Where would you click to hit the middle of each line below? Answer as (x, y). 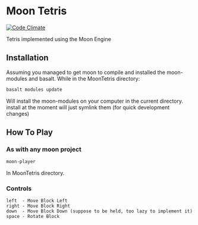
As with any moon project (44, 149)
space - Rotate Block (33, 217)
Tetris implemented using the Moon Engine (59, 39)
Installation (27, 58)
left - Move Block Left (37, 201)
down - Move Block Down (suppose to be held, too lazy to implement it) (100, 211)
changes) (18, 113)
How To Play (30, 132)
